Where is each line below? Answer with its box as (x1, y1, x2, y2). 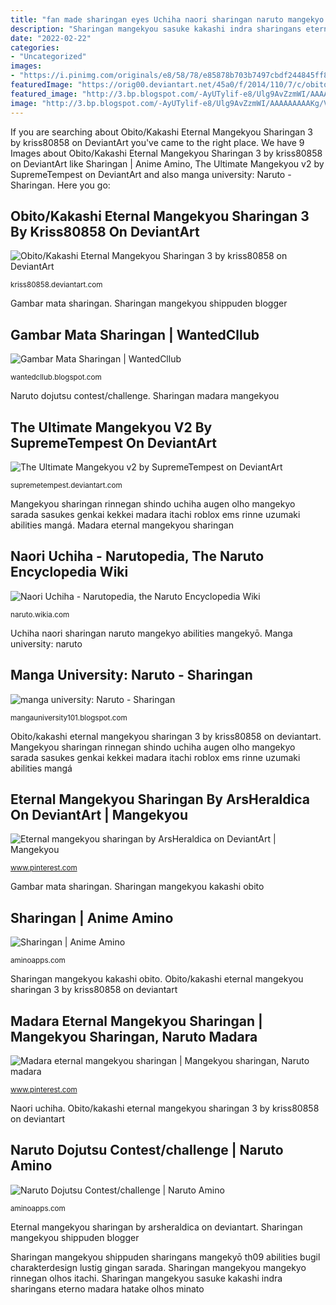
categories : (10, 42, 60, 53)
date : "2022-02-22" (10, 33, 92, 43)
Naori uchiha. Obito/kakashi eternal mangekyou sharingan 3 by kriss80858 (10, 1102, 320, 1114)
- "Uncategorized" (10, 52, 87, 62)
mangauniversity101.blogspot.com (10, 712, 128, 723)
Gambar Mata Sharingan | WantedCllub (10, 326, 260, 343)
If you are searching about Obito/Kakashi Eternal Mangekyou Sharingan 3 (10, 126, 313, 138)
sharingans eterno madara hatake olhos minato (10, 1282, 205, 1295)
